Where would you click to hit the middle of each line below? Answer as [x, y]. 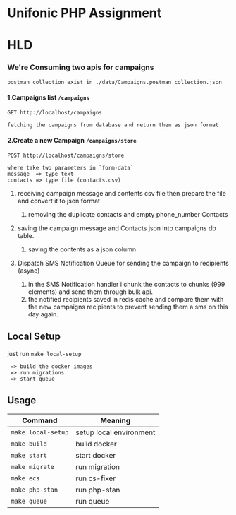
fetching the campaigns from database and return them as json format [113, 125]
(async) [29, 271]
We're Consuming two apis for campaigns [81, 67]
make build [29, 444]
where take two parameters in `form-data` [70, 168]
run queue [92, 501]
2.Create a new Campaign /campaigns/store [72, 141]
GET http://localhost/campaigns [55, 112]
